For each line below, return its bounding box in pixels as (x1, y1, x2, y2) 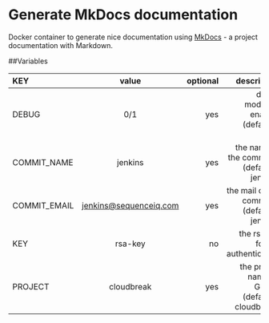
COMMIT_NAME (12, 156, 74, 168)
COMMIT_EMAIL (12, 200, 74, 211)
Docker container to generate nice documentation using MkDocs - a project (8, 32, 259, 42)
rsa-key (114, 238, 146, 249)
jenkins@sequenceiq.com (81, 200, 179, 211)
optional (187, 75, 219, 86)
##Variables (8, 56, 48, 66)
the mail (227, 184, 257, 196)
